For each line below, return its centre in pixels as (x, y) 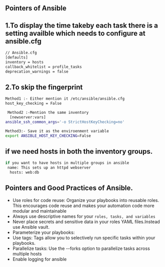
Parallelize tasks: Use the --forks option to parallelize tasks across (81, 248)
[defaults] (17, 57)
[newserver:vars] (28, 117)
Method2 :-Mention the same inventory (48, 113)
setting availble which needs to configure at (75, 33)
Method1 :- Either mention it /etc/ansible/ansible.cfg (65, 99)
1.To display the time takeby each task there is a (82, 25)
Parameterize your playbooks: (44, 232)
